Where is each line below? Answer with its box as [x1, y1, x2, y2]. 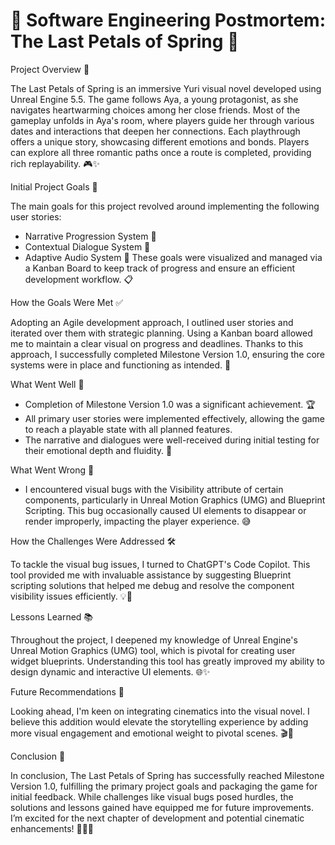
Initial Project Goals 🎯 [10, 180, 98, 193]
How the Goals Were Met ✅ [10, 296, 124, 308]
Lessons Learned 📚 [10, 610, 94, 623]
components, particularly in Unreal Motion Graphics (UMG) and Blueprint [24, 494, 326, 506]
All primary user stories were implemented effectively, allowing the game [24, 412, 326, 424]
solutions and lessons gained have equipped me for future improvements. [10, 801, 314, 813]
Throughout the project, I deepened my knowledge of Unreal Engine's [10, 634, 298, 646]
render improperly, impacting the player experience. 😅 [24, 515, 252, 527]
